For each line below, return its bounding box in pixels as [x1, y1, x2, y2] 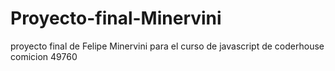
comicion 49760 [10, 50, 78, 62]
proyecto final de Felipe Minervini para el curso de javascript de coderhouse [10, 40, 325, 52]
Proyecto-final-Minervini [10, 7, 222, 30]
